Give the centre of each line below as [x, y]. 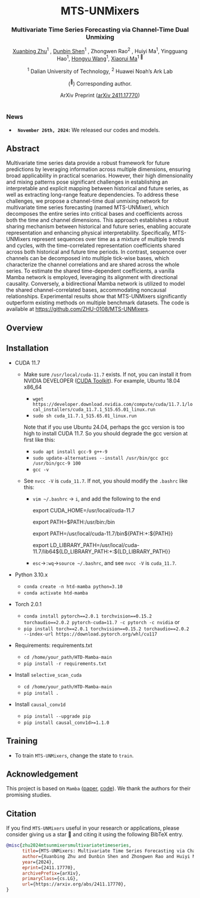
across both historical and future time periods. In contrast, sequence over [96, 252]
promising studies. [29, 795]
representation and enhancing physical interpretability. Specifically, [89, 233]
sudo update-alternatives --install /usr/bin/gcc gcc [101, 458]
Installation [27, 348]
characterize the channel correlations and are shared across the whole [93, 265]
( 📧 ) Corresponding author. [100, 83]
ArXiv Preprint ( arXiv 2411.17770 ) [100, 95]
